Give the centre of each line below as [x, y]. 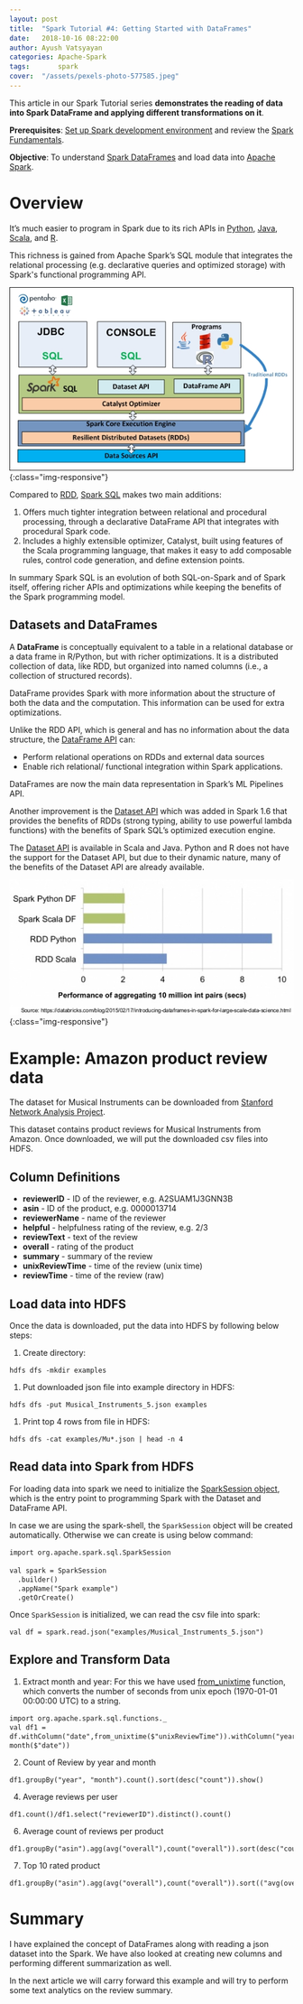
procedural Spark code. [66, 531]
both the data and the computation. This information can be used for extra [147, 702]
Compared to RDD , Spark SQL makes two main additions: [116, 494]
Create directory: [54, 1353]
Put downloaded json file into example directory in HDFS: [129, 1387]
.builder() [38, 1580]
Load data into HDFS [68, 1304]
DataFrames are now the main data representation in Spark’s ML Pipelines [147, 784]
